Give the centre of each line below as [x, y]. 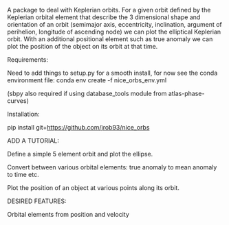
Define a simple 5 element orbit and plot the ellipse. [80, 154]
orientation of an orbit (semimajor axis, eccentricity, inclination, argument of [115, 24]
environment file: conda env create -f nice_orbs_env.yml [87, 80]
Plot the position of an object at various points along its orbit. [94, 188]
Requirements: [28, 60]
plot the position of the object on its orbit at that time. [83, 46]
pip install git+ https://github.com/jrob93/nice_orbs [78, 127]
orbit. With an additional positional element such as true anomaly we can [110, 39]
